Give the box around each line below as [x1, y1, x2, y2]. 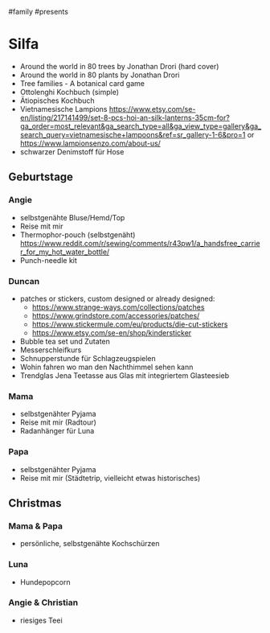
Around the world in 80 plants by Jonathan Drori [19, 70, 180, 80]
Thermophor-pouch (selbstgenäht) [19, 229, 136, 240]
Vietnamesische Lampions [19, 104, 108, 113]
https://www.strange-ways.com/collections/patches [31, 302, 205, 312]
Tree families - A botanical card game [19, 78, 145, 88]
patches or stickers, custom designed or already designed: [19, 294, 215, 303]
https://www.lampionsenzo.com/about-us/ [19, 138, 161, 148]
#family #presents [8, 7, 68, 16]
